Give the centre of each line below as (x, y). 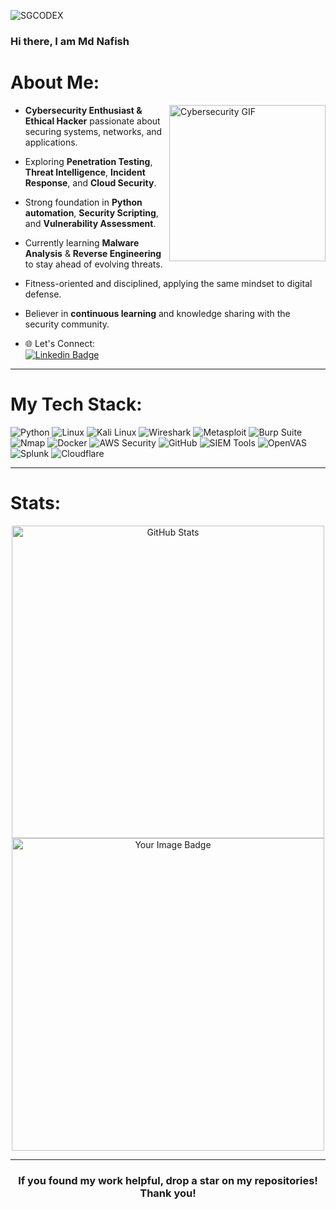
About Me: (55, 82)
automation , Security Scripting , (91, 212)
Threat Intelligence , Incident (85, 172)
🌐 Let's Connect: (60, 343)
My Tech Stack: (76, 404)
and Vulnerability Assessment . (90, 223)
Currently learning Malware (82, 242)
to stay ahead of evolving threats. (93, 264)
